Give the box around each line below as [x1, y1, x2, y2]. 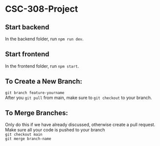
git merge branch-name [5, 136, 51, 142]
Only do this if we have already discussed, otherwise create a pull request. [5, 122, 156, 128]
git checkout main [5, 132, 43, 137]
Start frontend [5, 50, 50, 58]
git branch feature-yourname [5, 90, 65, 95]
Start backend [5, 23, 49, 31]
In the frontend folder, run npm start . [5, 63, 79, 69]
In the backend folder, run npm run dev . [5, 36, 84, 42]
